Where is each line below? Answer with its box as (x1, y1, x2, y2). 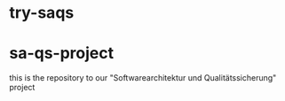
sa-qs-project (9, 43, 115, 64)
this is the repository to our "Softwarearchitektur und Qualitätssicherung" (9, 73, 277, 83)
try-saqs (9, 3, 75, 23)
